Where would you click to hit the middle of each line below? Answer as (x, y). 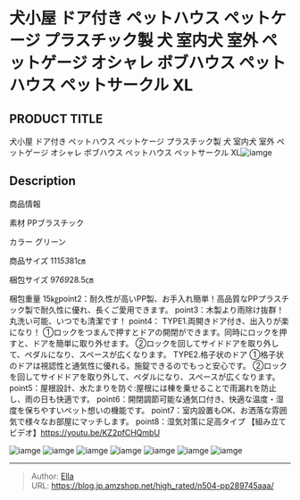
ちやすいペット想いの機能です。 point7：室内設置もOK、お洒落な (152, 410)
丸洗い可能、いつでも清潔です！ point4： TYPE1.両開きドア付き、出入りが (145, 321)
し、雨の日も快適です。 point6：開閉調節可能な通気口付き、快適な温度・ (143, 399)
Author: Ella (52, 476)
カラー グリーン (38, 241)
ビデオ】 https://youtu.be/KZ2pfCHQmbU (85, 432)
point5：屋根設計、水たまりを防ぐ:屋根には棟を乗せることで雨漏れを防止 (143, 387)
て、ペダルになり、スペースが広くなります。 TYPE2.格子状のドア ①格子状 (146, 354)
